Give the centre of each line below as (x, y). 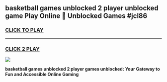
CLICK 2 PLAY (22, 49)
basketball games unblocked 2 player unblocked (82, 8)
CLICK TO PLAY (24, 30)
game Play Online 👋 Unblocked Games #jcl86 (76, 16)
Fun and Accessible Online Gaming (42, 74)
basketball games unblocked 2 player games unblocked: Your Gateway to (83, 69)
